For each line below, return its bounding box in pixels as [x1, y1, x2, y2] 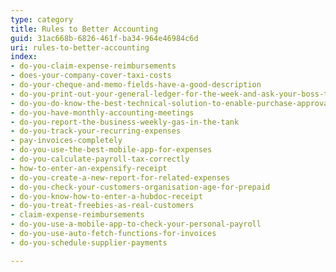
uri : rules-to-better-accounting [10, 42, 150, 53]
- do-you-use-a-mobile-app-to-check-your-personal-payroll [10, 219, 262, 230]
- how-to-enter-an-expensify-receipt [10, 163, 168, 173]
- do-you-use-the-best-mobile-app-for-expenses [10, 145, 213, 155]
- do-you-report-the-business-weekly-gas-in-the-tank [10, 117, 240, 127]
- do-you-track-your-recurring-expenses [10, 126, 182, 136]
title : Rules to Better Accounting [10, 24, 159, 34]
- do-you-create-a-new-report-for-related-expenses [10, 172, 230, 183]
